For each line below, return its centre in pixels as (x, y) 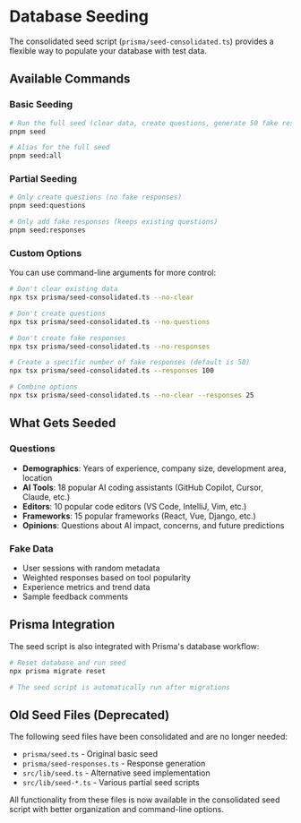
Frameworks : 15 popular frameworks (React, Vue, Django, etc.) (139, 516)
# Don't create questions (57, 313)
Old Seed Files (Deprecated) (90, 715)
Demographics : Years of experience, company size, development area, (154, 468)
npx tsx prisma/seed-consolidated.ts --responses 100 (112, 371)
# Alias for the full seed (60, 148)
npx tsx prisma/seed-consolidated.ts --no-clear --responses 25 (132, 396)
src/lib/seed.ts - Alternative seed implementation (116, 773)
